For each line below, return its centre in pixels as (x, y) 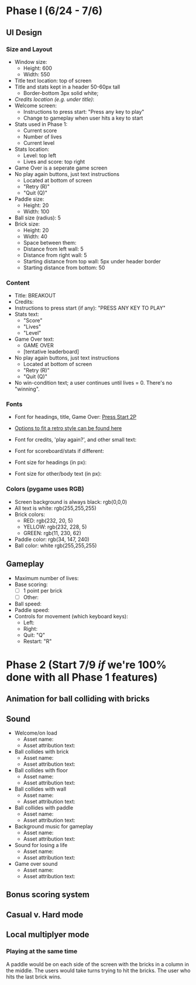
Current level (39, 143)
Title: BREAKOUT (35, 296)
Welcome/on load (36, 733)
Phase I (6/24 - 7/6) (54, 11)
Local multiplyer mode (48, 935)
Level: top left (40, 155)
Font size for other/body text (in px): (58, 474)
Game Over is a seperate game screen (61, 168)
